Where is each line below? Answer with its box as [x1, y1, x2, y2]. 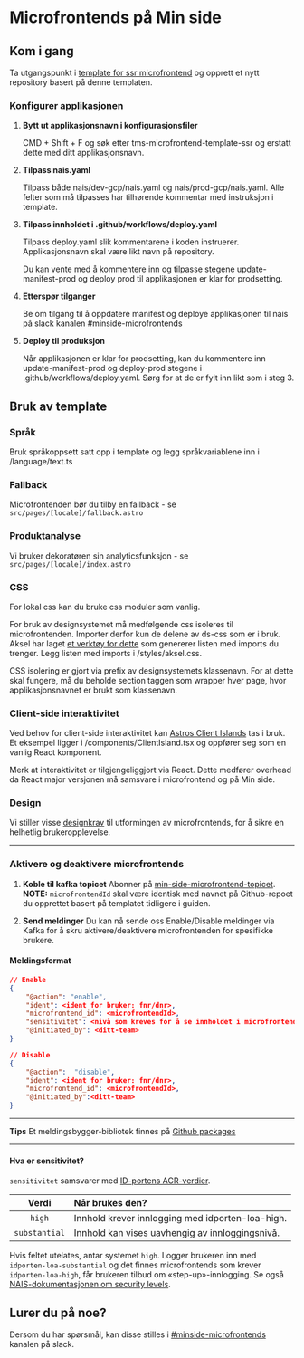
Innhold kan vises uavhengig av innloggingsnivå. [73, 1227, 280, 1239]
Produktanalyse [9, 530, 81, 542]
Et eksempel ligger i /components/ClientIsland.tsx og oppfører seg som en [9, 737, 287, 749]
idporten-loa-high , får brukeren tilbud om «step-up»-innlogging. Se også [9, 1269, 285, 1280]
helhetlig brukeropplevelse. [9, 827, 111, 837]
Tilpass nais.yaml [22, 165, 90, 176]
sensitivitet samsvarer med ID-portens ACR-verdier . [9, 1175, 211, 1186]
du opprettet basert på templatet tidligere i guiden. [22, 897, 211, 908]
